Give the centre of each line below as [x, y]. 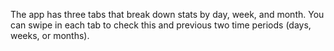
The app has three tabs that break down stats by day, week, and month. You [167, 14]
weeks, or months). [50, 35]
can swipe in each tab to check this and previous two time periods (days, [161, 25]
